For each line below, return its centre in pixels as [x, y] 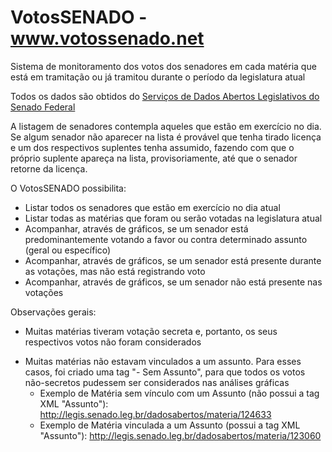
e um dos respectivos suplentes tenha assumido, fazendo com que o [152, 147]
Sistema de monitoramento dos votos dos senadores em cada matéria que [163, 66]
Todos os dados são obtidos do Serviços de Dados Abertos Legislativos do [165, 96]
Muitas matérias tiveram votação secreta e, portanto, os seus [151, 331]
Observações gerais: [53, 312]
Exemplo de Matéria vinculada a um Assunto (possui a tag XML [170, 425]
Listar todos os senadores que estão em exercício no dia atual [152, 207]
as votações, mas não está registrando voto [115, 271]
